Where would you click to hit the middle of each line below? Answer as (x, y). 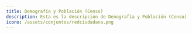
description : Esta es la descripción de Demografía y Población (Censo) (97, 17)
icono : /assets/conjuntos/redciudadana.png (60, 22)
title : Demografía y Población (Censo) (55, 11)
